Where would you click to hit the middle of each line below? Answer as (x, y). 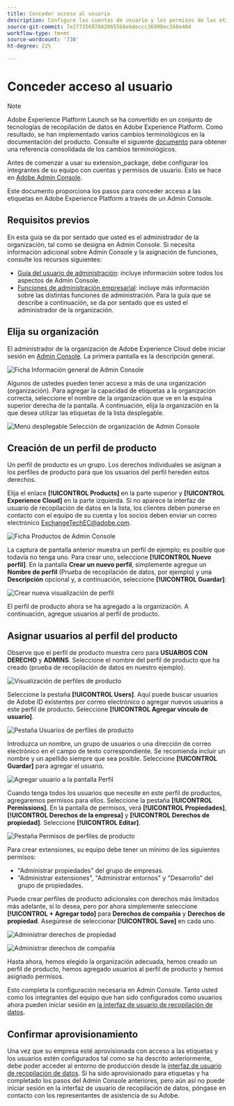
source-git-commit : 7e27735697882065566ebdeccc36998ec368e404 (99, 26)
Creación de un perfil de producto (82, 448)
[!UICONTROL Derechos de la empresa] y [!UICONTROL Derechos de (109, 815)
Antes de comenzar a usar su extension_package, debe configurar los (108, 162)
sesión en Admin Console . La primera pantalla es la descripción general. (111, 356)
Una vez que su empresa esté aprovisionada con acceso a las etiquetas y (112, 1051)
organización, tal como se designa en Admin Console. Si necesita (101, 244)
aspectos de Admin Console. (58, 280)
